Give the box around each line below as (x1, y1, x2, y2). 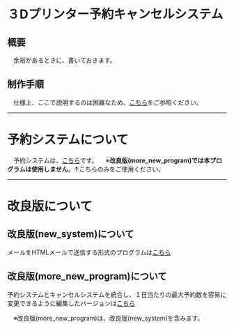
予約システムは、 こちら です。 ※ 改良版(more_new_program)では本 (13, 156, 210, 164)
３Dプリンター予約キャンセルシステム (7, 6, 224, 22)
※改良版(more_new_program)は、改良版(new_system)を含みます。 (13, 314, 204, 322)
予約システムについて (7, 132, 129, 147)
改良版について (7, 198, 93, 214)
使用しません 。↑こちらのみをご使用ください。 (31, 164, 165, 173)
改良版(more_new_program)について (7, 270, 167, 282)
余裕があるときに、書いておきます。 (13, 56, 116, 64)
